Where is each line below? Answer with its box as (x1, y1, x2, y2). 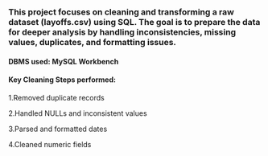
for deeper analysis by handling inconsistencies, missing (8, 27, 236, 38)
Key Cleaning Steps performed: (8, 75, 117, 84)
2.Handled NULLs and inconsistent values (8, 108, 147, 118)
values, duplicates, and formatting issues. (8, 36, 177, 47)
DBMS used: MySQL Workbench (8, 56, 119, 66)
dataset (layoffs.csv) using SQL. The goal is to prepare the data (8, 16, 261, 27)
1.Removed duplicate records (8, 92, 105, 102)
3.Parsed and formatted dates (8, 124, 108, 133)
